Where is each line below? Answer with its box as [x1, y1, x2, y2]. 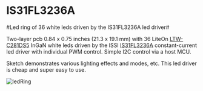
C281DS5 [6, 42, 30, 49]
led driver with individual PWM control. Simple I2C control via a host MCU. [6, 48, 191, 55]
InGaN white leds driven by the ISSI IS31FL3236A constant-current [30, 42, 198, 49]
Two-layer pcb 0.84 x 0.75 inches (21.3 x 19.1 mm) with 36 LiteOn [6, 35, 168, 42]
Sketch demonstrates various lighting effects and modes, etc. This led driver [6, 60, 197, 67]
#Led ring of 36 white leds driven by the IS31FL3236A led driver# [6, 24, 170, 31]
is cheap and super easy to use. [6, 66, 86, 73]
